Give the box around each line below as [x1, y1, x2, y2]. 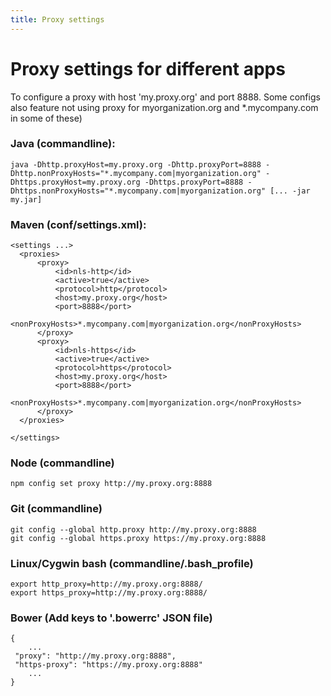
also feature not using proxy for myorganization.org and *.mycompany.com [10, 101, 319, 113]
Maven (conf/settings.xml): [10, 217, 147, 231]
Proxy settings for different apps [10, 57, 286, 80]
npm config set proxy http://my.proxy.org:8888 [10, 479, 213, 489]
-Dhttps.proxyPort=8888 [144, 177, 244, 187]
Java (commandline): [10, 137, 116, 151]
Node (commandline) [10, 456, 115, 470]
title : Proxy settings [10, 14, 105, 25]
